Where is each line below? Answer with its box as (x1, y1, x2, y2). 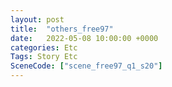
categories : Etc (10, 42, 78, 53)
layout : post (10, 14, 65, 25)
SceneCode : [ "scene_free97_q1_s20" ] (10, 61, 163, 71)
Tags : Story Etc (10, 52, 78, 62)
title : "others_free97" (10, 24, 114, 34)
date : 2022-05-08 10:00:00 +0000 (10, 33, 159, 43)
